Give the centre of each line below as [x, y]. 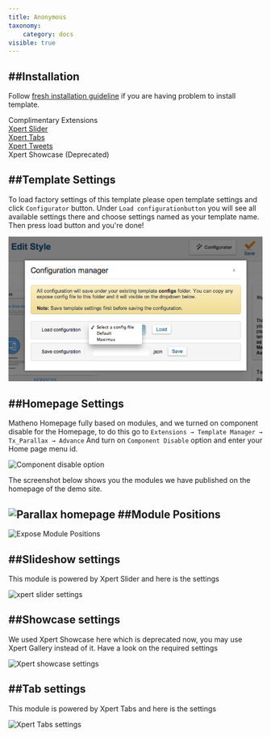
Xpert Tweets [31, 146]
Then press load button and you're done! [76, 225]
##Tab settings [47, 689]
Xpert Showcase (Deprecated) [59, 155]
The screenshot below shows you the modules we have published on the [129, 481]
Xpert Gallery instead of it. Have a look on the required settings [113, 648]
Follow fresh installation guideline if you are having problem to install [122, 96]
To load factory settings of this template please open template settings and [133, 199]
